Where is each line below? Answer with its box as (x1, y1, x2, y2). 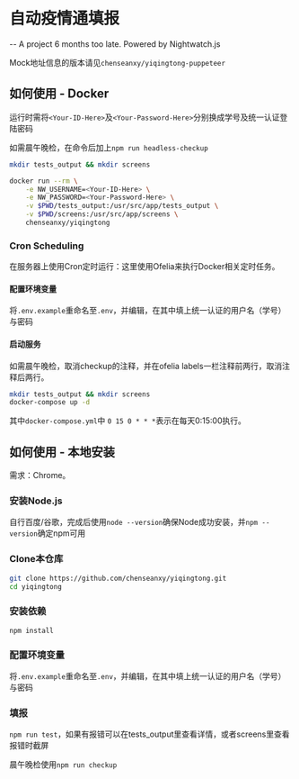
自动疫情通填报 (9, 8, 120, 29)
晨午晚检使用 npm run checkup (9, 759, 118, 770)
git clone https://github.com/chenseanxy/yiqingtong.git (9, 574, 227, 583)
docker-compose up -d (9, 398, 91, 407)
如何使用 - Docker (9, 86, 110, 102)
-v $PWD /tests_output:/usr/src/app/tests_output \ (25, 202, 219, 211)
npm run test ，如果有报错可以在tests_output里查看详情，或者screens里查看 (9, 729, 290, 739)
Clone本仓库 (9, 553, 64, 566)
